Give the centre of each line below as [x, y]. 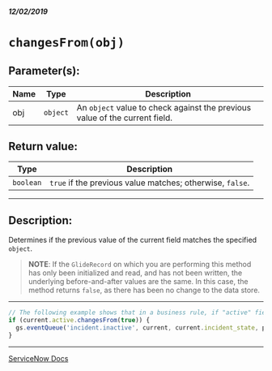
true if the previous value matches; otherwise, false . [150, 183]
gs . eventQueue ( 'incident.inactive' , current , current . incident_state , [137, 328]
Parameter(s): [44, 71]
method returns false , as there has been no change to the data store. [144, 290]
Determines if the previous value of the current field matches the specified [133, 240]
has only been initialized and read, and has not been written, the [135, 273]
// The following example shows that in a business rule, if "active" [130, 313]
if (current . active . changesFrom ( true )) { [79, 321]
